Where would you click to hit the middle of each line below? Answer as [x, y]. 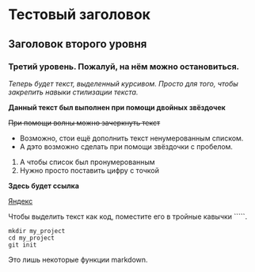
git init [23, 245]
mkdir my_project [37, 231]
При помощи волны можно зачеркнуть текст [84, 123]
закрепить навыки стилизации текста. [73, 92]
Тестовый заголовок [79, 15]
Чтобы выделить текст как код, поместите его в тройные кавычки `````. [128, 216]
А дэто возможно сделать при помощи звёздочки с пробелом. [126, 146]
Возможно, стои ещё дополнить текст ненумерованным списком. [131, 138]
